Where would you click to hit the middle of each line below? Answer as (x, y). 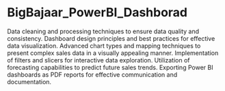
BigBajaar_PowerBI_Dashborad (97, 13)
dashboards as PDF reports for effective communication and (92, 74)
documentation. (29, 81)
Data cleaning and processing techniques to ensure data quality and (103, 31)
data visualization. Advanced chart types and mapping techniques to (104, 45)
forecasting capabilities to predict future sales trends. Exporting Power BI (110, 67)
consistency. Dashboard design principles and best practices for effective (111, 38)
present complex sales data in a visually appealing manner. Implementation (113, 53)
